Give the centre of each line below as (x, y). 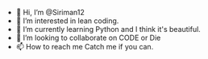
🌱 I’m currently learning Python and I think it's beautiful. (108, 29)
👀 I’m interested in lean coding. (67, 21)
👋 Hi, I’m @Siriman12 (50, 12)
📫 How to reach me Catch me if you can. (85, 47)
